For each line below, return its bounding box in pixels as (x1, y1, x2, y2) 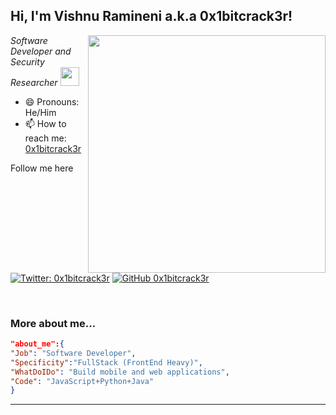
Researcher (10, 76, 58, 88)
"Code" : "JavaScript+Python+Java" (10, 376, 155, 386)
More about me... (10, 316, 97, 330)
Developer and (10, 45, 72, 57)
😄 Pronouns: (24, 95, 80, 108)
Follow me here (10, 162, 74, 174)
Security (10, 55, 45, 68)
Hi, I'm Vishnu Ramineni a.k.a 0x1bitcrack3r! (10, 8, 293, 25)
